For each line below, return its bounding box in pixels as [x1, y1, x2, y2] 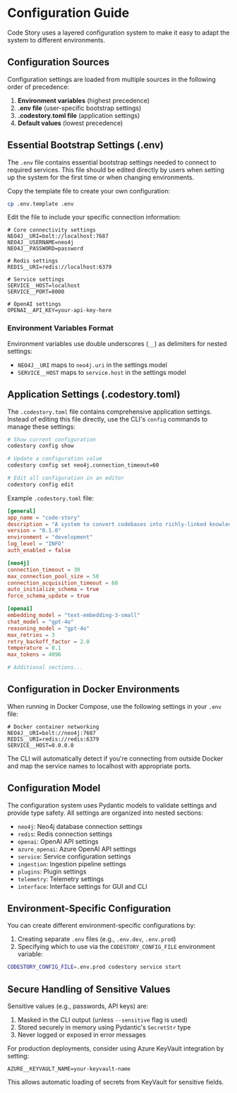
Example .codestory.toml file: [7, 494, 94, 502]
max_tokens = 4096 [7, 651, 61, 658]
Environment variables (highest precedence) [17, 96, 150, 104]
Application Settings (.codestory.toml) [7, 388, 181, 400]
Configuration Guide [7, 5, 130, 21]
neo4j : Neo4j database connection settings [17, 822, 143, 830]
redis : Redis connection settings [17, 830, 113, 838]
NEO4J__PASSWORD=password [7, 245, 83, 252]
